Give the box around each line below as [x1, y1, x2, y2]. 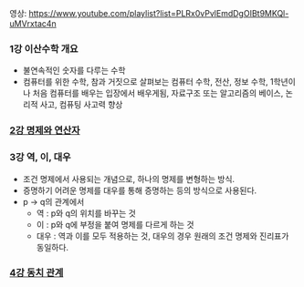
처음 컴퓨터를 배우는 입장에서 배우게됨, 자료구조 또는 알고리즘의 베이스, [32, 87, 284, 98]
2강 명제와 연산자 [9, 124, 80, 137]
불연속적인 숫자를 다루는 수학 [22, 65, 126, 76]
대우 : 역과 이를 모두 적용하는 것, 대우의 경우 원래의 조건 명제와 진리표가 [36, 231, 289, 241]
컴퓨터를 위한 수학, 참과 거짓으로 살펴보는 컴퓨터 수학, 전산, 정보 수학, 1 [22, 77, 274, 87]
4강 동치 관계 [9, 267, 64, 280]
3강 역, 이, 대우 [9, 151, 71, 164]
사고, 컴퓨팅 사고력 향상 [39, 99, 123, 110]
